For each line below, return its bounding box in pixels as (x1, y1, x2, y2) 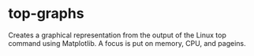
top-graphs (8, 5, 84, 23)
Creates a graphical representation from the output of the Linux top (8, 30, 227, 40)
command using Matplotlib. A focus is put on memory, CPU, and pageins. (8, 38, 246, 47)
